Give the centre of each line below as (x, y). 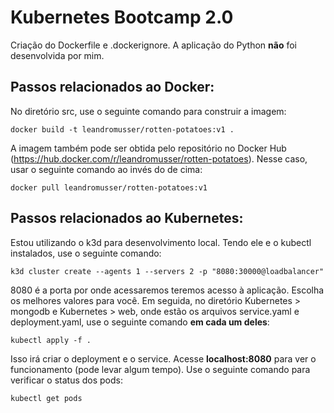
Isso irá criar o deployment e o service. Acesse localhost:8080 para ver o (163, 358)
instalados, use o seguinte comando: (86, 253)
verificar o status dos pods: (67, 380)
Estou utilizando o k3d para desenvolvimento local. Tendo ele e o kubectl (161, 242)
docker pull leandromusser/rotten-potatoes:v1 (109, 187)
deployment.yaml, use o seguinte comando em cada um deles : (140, 322)
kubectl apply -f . (51, 340)
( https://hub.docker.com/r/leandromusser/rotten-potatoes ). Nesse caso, (159, 158)
